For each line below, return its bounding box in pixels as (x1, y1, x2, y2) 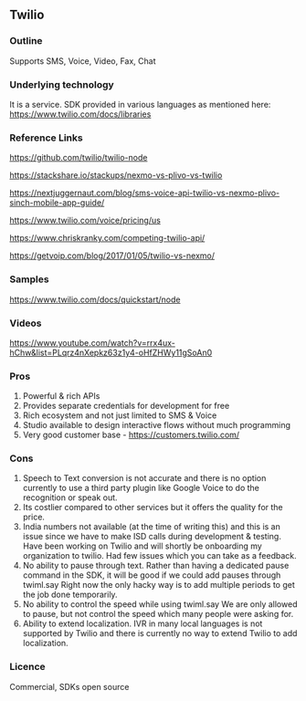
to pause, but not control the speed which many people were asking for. (22, 609, 294, 620)
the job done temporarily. (22, 589, 118, 601)
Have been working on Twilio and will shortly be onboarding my (22, 540, 262, 551)
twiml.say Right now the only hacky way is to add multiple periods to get (22, 580, 295, 591)
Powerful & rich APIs (22, 391, 100, 402)
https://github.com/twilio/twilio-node (9, 152, 148, 163)
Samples (9, 273, 49, 286)
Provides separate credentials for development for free (22, 401, 230, 412)
